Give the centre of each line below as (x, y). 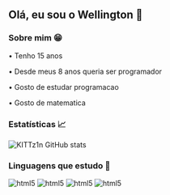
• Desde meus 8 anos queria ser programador (85, 71)
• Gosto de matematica (47, 103)
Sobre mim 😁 (36, 38)
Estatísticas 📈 (37, 124)
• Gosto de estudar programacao (64, 87)
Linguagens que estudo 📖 (59, 165)
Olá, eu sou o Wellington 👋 (76, 15)
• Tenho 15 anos (36, 55)
